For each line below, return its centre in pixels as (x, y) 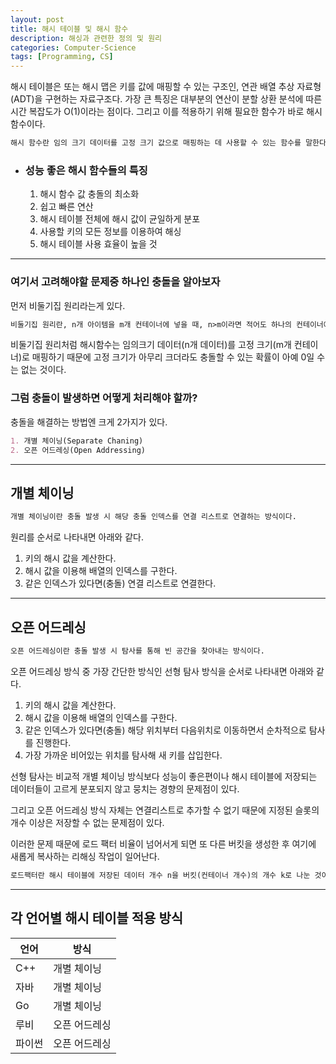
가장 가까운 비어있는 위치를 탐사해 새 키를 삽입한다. (123, 755)
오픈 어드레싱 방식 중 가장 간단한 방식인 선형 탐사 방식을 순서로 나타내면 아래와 (162, 671)
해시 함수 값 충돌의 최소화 (89, 194)
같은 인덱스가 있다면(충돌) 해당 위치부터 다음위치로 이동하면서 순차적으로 (165, 730)
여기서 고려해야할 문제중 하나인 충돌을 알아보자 (115, 282)
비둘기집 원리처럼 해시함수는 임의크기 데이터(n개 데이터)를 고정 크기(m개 (151, 345)
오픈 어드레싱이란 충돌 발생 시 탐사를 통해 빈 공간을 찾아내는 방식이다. (137, 651)
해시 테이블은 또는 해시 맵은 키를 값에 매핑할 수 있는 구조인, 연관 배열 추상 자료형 (166, 87)
